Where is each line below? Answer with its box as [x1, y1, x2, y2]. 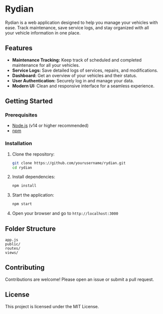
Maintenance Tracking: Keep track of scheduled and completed [12, 57, 142, 63]
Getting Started [5, 97, 53, 105]
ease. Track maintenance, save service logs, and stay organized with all [5, 24, 149, 30]
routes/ [5, 246, 21, 251]
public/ [5, 242, 21, 247]
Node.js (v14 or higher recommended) [12, 123, 89, 129]
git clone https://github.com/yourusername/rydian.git [12, 160, 126, 165]
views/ [5, 250, 18, 255]
